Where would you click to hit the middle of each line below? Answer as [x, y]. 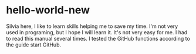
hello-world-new [48, 10]
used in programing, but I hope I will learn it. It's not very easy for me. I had [97, 32]
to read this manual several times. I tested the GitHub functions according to [98, 38]
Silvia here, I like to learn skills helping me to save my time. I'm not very [92, 26]
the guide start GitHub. [34, 45]
